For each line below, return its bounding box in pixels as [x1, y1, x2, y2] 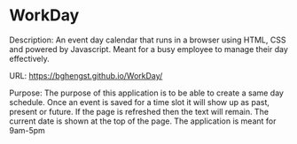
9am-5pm [9, 125, 46, 135]
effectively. [9, 53, 51, 64]
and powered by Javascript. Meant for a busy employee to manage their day [9, 43, 288, 54]
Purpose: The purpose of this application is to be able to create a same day [9, 87, 284, 98]
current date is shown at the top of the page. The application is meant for [9, 116, 277, 126]
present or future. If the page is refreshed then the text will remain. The [9, 106, 269, 117]
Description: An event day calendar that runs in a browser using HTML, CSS [9, 34, 286, 45]
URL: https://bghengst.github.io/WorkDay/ [9, 70, 163, 80]
